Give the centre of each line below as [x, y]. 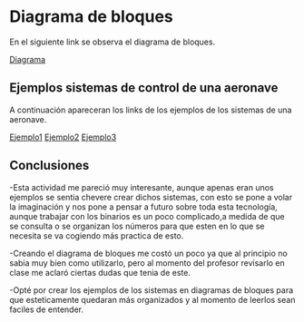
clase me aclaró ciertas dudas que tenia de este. [100, 272]
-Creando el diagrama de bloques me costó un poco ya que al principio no [148, 253]
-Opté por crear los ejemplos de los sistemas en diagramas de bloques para [152, 290]
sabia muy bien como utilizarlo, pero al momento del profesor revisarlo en [147, 263]
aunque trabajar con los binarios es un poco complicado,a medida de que [147, 216]
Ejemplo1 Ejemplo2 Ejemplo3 [63, 137]
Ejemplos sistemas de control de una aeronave [144, 88]
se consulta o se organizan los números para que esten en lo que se [137, 226]
